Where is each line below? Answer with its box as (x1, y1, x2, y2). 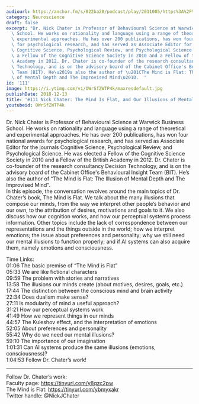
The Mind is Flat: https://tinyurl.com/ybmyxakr (6, 386, 120, 393)
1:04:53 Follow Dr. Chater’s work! (6, 356, 87, 363)
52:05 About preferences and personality (6, 325, 107, 332)
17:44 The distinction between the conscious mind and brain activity (6, 287, 173, 294)
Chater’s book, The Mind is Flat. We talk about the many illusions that (6, 193, 175, 201)
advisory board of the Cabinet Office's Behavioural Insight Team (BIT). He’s (6, 169, 190, 176)
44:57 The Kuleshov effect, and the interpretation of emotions (6, 318, 157, 325)
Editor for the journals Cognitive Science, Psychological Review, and (6, 143, 173, 151)
